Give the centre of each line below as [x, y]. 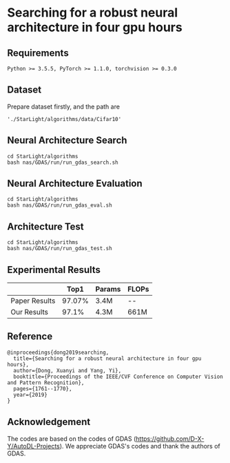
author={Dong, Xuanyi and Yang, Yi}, [67, 370]
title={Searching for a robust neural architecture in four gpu [107, 358]
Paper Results [33, 301]
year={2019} [31, 395]
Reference [30, 337]
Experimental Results [54, 270]
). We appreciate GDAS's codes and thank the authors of [140, 446]
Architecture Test [45, 226]
